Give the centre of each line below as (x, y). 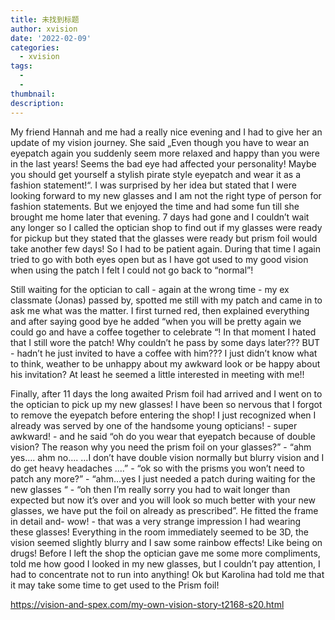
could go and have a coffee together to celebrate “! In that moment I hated (163, 332)
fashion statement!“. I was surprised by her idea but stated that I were (153, 185)
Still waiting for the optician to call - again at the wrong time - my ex (150, 289)
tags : (21, 66)
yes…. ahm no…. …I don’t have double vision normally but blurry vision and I (167, 457)
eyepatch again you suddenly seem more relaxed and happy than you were (165, 153)
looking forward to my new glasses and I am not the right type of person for (166, 195)
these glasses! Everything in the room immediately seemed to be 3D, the (160, 532)
